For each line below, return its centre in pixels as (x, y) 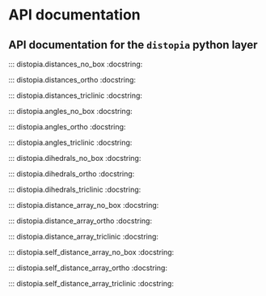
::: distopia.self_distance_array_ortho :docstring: (88, 268)
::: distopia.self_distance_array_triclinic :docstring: (91, 283)
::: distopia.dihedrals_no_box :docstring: (75, 158)
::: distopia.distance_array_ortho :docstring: (80, 221)
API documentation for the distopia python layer (133, 45)
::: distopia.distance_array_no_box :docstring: (84, 205)
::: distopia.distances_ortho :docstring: (72, 80)
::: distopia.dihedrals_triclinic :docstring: (75, 189)
